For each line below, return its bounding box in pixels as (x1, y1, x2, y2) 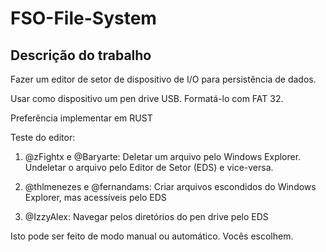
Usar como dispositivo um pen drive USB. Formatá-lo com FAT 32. (10, 93, 284, 104)
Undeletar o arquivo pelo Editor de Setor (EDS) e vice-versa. (24, 162, 274, 173)
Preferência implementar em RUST (10, 112, 153, 124)
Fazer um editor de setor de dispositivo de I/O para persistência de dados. (10, 73, 317, 85)
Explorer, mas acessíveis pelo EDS (24, 192, 167, 203)
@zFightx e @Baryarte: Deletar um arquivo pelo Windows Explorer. (24, 151, 302, 162)
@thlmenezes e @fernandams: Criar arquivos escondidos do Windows (24, 181, 317, 192)
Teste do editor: (10, 132, 76, 143)
